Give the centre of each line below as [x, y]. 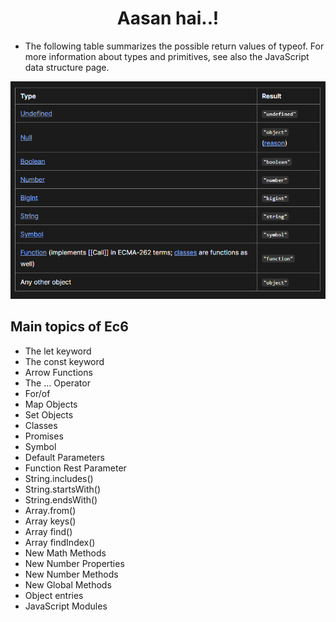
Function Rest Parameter [75, 468]
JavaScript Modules [66, 606]
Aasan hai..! [168, 18]
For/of [37, 393]
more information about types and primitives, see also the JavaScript [167, 56]
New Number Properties [74, 563]
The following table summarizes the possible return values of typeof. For [174, 46]
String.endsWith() [61, 499]
